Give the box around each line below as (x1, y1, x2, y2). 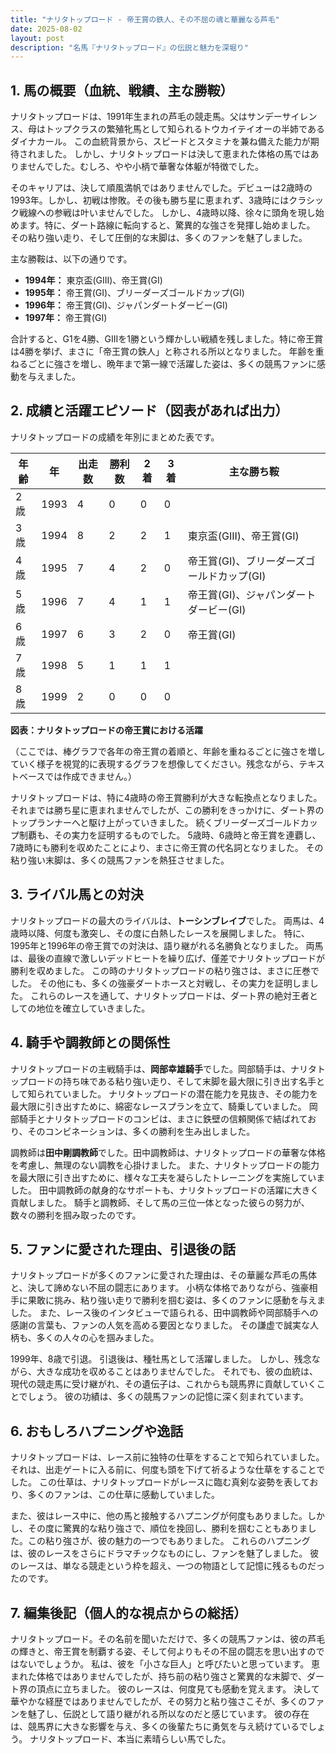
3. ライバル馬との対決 (10, 886, 144, 903)
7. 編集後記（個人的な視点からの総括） (10, 1604, 247, 1621)
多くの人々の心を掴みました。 (36, 1332, 160, 1344)
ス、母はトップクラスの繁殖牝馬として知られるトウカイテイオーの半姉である (10, 123, 325, 135)
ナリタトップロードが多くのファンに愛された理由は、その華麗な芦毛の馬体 (10, 1269, 317, 1281)
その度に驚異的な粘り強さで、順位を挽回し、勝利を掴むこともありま (27, 1522, 308, 1535)
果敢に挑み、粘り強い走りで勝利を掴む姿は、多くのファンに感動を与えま (27, 1294, 326, 1306)
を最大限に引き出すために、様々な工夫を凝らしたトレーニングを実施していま (10, 1171, 326, 1183)
